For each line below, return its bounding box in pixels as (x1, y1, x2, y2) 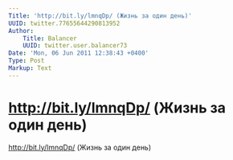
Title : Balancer (22, 34, 78, 43)
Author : (8, 27, 35, 35)
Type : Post (8, 57, 45, 65)
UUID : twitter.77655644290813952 (8, 19, 121, 27)
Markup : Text (8, 64, 52, 72)
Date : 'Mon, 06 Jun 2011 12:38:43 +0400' (8, 49, 149, 57)
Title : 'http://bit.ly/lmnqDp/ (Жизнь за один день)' (8, 11, 193, 20)
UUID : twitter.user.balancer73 (22, 42, 128, 50)
